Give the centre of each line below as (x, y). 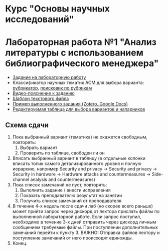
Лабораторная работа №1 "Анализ (81, 42)
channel (21, 179)
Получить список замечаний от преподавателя (71, 200)
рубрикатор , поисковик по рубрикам (52, 88)
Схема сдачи (27, 125)
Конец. (20, 243)
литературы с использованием (74, 53)
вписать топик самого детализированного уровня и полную (77, 163)
